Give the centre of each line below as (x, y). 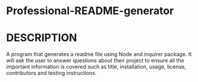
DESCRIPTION (42, 38)
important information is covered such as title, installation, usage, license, (96, 67)
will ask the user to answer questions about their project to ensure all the (95, 61)
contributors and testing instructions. (51, 73)
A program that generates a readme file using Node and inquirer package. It (99, 54)
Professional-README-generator (90, 11)
